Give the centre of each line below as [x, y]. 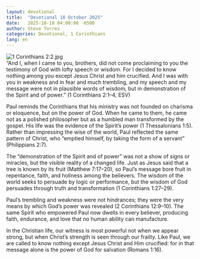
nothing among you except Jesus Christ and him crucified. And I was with [97, 76]
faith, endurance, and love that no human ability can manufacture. [87, 219]
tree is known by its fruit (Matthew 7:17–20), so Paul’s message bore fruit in [99, 169]
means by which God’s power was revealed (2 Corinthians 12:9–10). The [95, 206]
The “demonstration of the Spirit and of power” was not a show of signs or [98, 156]
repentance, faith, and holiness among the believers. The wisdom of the [95, 175]
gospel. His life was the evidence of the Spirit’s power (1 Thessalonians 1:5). [100, 126]
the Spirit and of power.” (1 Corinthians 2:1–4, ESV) [68, 95]
